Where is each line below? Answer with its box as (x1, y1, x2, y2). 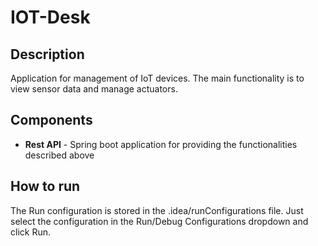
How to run (10, 178, 81, 195)
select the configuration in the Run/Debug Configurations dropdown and (10, 215, 309, 227)
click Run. (10, 226, 51, 238)
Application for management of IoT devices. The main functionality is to (10, 72, 305, 84)
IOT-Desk (10, 6, 91, 29)
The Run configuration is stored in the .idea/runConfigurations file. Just (10, 204, 304, 216)
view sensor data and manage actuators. (10, 83, 178, 95)
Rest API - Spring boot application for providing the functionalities (24, 138, 298, 150)
